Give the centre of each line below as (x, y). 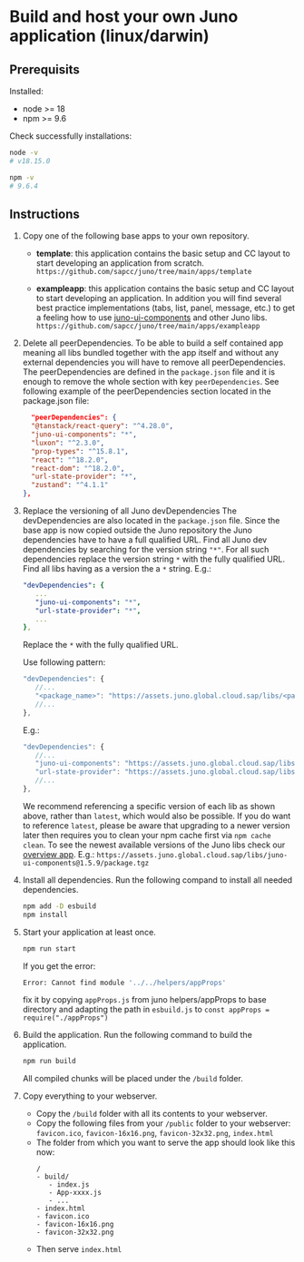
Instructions (44, 214)
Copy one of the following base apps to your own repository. (136, 236)
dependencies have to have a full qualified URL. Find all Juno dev (145, 540)
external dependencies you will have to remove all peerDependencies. (154, 362)
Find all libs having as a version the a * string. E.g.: (117, 569)
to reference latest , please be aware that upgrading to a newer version (156, 825)
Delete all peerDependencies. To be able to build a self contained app (153, 343)
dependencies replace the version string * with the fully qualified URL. (154, 559)
